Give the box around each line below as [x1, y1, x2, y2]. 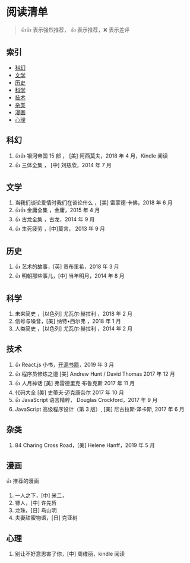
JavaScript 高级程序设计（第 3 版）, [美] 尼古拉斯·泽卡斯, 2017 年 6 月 [14, 405, 185, 413]
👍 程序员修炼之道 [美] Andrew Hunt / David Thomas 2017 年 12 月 [14, 370, 175, 378]
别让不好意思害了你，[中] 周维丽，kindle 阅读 [14, 551, 125, 558]
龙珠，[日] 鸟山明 [14, 507, 57, 514]
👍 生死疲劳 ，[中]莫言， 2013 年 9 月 [14, 225, 106, 232]
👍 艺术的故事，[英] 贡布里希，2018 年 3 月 [14, 263, 120, 271]
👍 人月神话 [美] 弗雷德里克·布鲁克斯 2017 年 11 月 [14, 379, 135, 386]
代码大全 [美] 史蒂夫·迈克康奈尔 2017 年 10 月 [14, 389, 125, 396]
